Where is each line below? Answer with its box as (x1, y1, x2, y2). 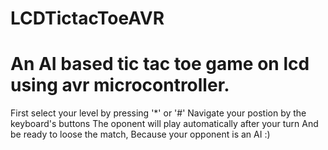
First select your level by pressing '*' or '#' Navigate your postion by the (10, 107, 307, 119)
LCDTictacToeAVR (10, 7, 165, 30)
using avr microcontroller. (10, 74, 230, 97)
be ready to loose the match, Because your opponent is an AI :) (10, 128, 271, 141)
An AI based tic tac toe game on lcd (10, 53, 310, 76)
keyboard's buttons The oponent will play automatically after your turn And (10, 118, 319, 130)
